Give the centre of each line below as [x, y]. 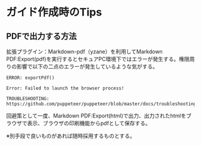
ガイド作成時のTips [54, 12]
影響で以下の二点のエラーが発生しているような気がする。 [87, 67]
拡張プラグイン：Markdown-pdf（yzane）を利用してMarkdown [84, 52]
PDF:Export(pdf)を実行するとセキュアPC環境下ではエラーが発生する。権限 [98, 59]
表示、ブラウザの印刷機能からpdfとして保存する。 [89, 123]
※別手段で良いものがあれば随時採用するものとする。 [71, 136]
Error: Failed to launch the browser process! [65, 88]
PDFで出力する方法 [42, 36]
